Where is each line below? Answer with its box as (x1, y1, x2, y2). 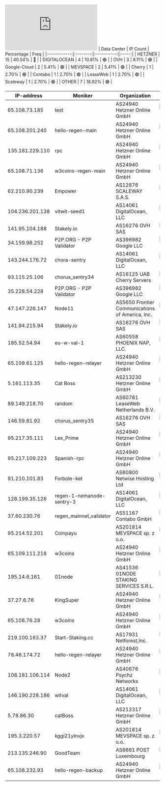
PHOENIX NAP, (115, 339, 151, 346)
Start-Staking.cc (55, 634, 93, 641)
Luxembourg (115, 753, 145, 759)
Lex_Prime (55, 435, 79, 441)
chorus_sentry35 (55, 418, 94, 424)
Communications (115, 305, 155, 311)
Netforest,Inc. (115, 637, 147, 644)
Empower (55, 188, 77, 195)
